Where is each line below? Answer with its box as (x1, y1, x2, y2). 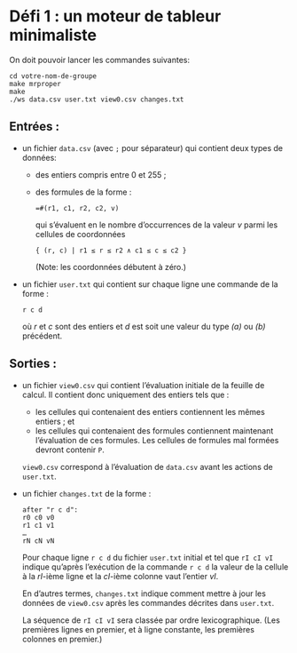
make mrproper (9, 79, 62, 88)
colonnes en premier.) (21, 633, 103, 644)
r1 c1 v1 (21, 521, 55, 530)
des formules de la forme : (35, 187, 132, 197)
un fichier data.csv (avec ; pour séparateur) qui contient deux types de (21, 142, 284, 153)
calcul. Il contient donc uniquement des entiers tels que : (21, 389, 230, 400)
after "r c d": (21, 505, 79, 514)
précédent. (21, 330, 63, 341)
